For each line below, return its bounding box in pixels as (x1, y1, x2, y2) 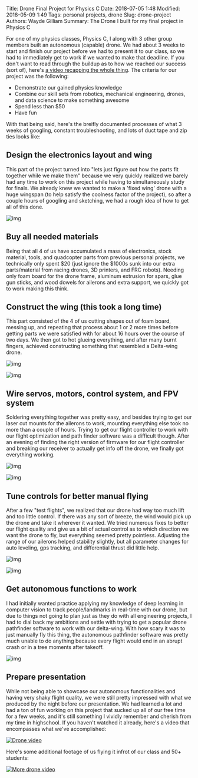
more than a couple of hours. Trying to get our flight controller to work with (6, 426, 189, 433)
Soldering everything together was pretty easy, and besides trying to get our (6, 413, 192, 421)
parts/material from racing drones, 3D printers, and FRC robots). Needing (6, 266, 184, 273)
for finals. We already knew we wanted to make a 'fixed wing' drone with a (6, 184, 187, 191)
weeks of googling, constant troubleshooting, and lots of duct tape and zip (6, 127, 187, 134)
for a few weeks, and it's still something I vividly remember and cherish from (6, 713, 192, 720)
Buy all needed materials (6, 232, 99, 242)
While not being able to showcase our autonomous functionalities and (6, 687, 176, 694)
